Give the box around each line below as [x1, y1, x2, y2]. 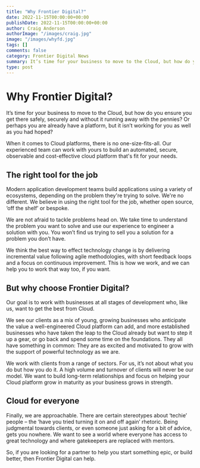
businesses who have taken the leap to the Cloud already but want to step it [6, 329, 192, 336]
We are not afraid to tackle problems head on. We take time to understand [6, 216, 187, 223]
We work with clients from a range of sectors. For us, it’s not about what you [6, 360, 193, 367]
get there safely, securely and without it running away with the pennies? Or [6, 116, 190, 123]
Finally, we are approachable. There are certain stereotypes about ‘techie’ [6, 411, 187, 419]
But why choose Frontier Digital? [6, 283, 130, 293]
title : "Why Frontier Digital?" [6, 8, 86, 15]
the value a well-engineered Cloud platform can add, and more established [6, 323, 190, 330]
